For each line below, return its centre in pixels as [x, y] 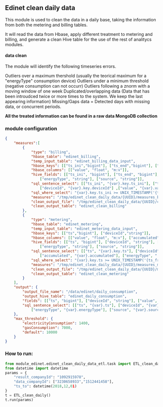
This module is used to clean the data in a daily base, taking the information [81, 19]
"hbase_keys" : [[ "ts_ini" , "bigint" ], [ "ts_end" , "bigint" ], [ [94, 166]
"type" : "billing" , [50, 152]
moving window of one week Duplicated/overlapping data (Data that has [77, 91]
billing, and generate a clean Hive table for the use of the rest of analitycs [78, 39]
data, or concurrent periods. [33, 107]
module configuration [31, 128]
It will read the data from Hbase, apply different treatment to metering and [79, 34]
